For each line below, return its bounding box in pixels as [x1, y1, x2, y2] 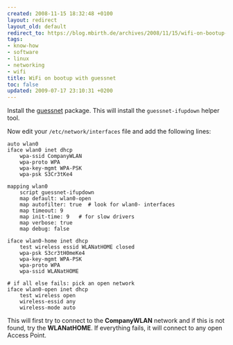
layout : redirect [7, 17, 58, 24]
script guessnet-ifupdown [19, 189, 95, 196]
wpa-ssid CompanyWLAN [19, 153, 82, 160]
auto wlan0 [7, 141, 39, 148]
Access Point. [7, 331, 47, 339]
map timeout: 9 [19, 207, 64, 215]
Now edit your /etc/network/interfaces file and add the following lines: [7, 127, 212, 136]
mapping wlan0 [7, 183, 49, 191]
